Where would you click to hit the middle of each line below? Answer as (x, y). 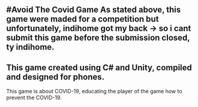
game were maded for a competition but (82, 19)
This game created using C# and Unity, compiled (99, 67)
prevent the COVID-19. (34, 97)
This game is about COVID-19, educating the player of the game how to (94, 91)
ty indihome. (31, 47)
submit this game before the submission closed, (98, 38)
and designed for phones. (55, 77)
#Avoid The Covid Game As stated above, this (94, 10)
